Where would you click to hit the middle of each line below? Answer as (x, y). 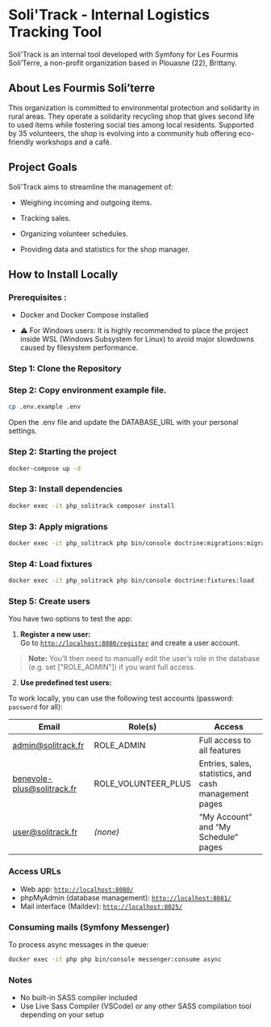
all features (220, 750)
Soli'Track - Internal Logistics (109, 15)
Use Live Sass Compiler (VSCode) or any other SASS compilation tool (135, 1006)
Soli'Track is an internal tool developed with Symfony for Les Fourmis (123, 54)
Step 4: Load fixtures (50, 563)
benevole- (33, 779)
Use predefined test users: (66, 683)
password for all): (35, 707)
